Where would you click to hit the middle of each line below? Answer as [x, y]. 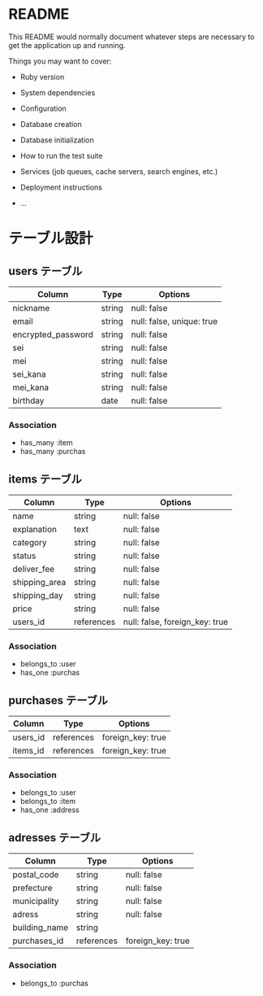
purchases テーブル [58, 700]
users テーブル [45, 271]
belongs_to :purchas [54, 983]
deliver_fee [34, 569]
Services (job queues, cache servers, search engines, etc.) [119, 171]
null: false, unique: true [174, 321]
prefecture [32, 888]
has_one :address [50, 810]
